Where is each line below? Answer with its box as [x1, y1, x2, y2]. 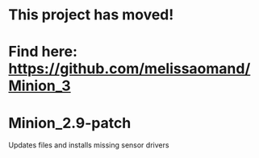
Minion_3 [8, 77, 71, 95]
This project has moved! [8, 6, 174, 24]
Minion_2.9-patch [8, 114, 132, 132]
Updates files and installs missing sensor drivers [8, 140, 169, 150]
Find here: [8, 43, 78, 61]
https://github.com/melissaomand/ [8, 60, 251, 78]
